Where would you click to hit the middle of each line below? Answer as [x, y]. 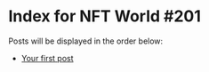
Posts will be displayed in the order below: [86, 41]
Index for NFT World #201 [105, 16]
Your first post [47, 58]
